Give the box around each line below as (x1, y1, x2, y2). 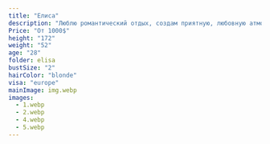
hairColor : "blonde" (8, 71, 78, 79)
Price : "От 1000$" (8, 26, 70, 34)
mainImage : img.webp (8, 86, 78, 94)
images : (8, 94, 35, 102)
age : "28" (8, 49, 42, 57)
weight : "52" (8, 42, 52, 50)
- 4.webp (15, 116, 45, 124)
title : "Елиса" (8, 11, 59, 20)
